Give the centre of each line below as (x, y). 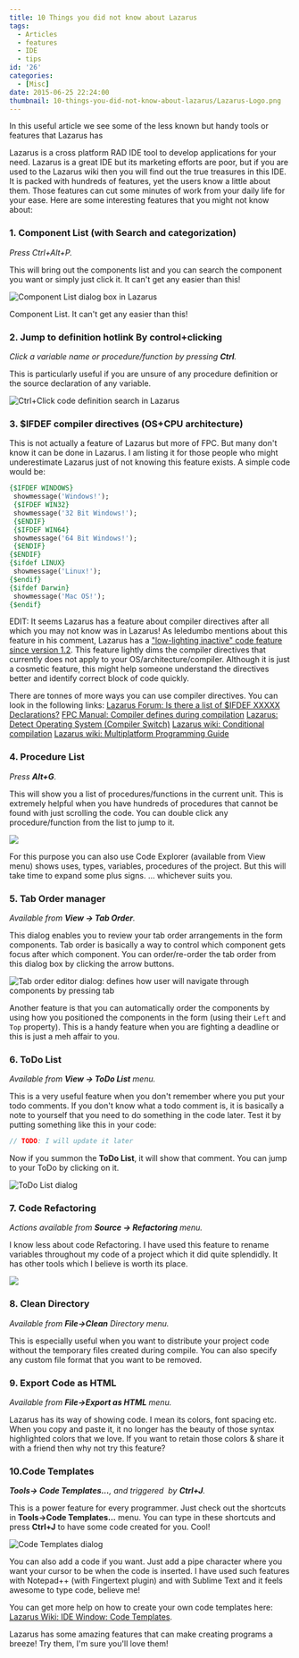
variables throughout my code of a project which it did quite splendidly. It (144, 1254)
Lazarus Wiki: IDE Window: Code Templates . (91, 1617)
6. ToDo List (36, 1059)
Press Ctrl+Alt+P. (41, 252)
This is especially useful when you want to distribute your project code (139, 1341)
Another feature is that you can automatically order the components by (140, 1007)
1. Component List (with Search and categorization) (123, 233)
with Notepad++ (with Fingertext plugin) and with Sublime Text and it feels (146, 1581)
